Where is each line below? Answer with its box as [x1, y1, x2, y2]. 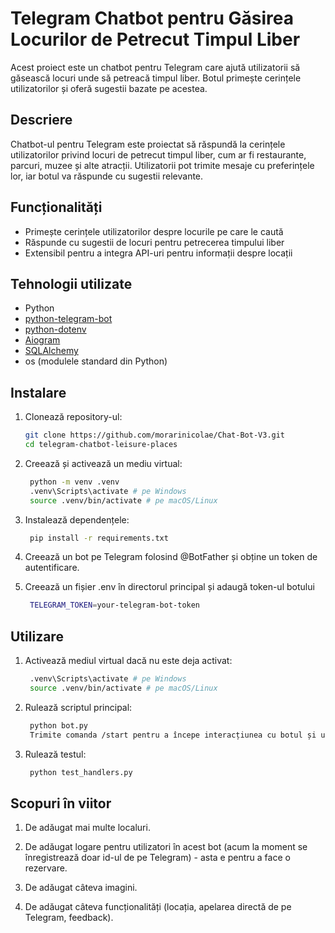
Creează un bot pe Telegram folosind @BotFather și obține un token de [24, 551, 318, 563]
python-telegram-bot [24, 313, 113, 325]
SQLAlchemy [24, 345, 79, 357]
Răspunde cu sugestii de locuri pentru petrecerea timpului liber [24, 236, 285, 248]
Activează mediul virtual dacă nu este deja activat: [24, 655, 233, 667]
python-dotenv [24, 323, 87, 336]
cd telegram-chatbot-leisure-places [24, 440, 178, 450]
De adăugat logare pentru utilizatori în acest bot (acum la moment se [24, 841, 308, 853]
